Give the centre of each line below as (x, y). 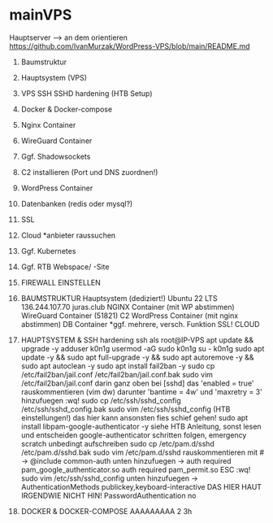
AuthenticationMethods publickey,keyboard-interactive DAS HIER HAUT (141, 486)
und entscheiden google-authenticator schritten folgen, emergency (134, 435)
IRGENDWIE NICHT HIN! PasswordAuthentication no (108, 495)
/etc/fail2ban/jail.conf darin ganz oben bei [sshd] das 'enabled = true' (137, 383)
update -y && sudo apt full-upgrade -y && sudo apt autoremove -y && (137, 357)
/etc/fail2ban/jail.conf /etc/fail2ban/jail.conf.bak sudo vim (117, 374)
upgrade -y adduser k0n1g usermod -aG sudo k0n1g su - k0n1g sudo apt (143, 348)
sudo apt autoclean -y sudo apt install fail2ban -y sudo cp (118, 366)
